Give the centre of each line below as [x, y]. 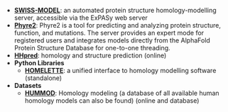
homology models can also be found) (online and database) [112, 101]
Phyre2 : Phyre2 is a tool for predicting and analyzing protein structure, [118, 25]
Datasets [28, 85]
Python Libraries [39, 63]
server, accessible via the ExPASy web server [81, 18]
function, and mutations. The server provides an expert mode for [109, 33]
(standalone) [43, 78]
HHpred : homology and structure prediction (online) [90, 55]
